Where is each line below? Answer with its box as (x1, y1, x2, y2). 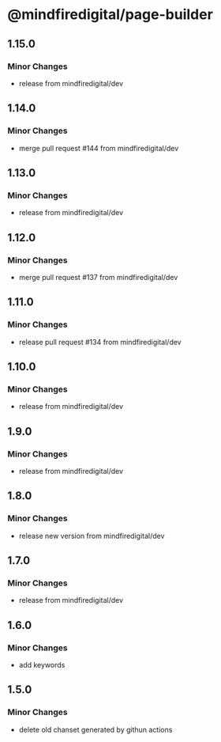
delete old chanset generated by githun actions (18, 725, 173, 734)
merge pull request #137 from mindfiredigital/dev (18, 272, 178, 282)
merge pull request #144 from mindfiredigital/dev (18, 143, 179, 153)
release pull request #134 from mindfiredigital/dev (18, 337, 182, 346)
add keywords (18, 661, 66, 670)
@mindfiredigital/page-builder (7, 6, 214, 24)
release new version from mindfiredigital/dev (18, 531, 165, 540)
